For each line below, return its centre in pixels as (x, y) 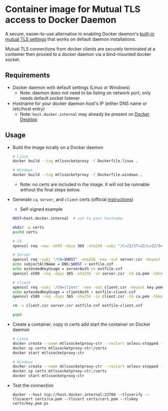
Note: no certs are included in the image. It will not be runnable (85, 185)
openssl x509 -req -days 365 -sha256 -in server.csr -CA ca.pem (81, 273)
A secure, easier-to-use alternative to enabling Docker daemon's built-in (80, 34)
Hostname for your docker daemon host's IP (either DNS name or (80, 103)
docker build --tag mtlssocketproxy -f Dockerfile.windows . (77, 175)
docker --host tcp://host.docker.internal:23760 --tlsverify (77, 395)
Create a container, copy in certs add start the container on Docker (81, 324)
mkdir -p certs (28, 227)
